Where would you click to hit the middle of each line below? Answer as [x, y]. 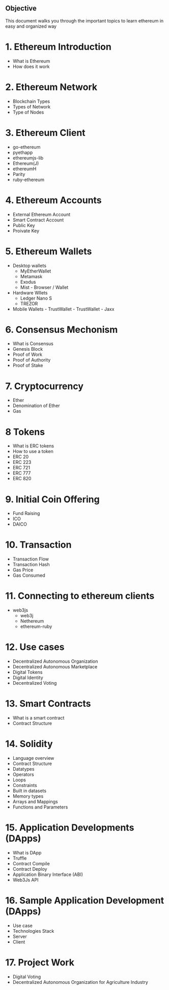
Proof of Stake [28, 366]
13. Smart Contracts [48, 704]
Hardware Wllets [30, 292]
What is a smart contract [38, 718]
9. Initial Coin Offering [53, 499]
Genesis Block [28, 349]
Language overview [33, 758]
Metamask [31, 276]
